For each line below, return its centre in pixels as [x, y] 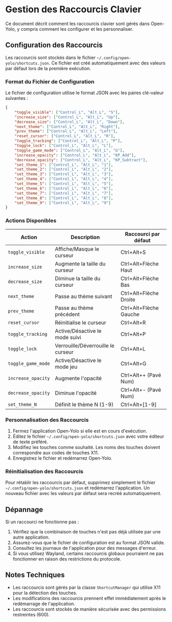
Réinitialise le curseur [80, 323]
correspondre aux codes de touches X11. [56, 453]
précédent [67, 314]
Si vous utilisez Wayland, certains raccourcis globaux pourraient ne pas [88, 553]
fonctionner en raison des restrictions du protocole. [67, 559]
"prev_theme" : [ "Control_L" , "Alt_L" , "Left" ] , [66, 132]
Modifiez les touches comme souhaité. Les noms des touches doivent [86, 447]
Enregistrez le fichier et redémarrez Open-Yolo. [62, 458]
